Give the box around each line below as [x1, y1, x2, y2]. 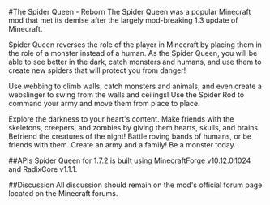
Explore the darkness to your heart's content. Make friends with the [8, 114, 234, 124]
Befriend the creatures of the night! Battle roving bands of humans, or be [8, 131, 252, 141]
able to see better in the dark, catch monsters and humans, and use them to [8, 57, 262, 66]
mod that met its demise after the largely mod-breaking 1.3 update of [8, 15, 238, 25]
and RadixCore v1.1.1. [8, 164, 78, 173]
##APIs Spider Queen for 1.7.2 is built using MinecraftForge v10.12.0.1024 [8, 156, 251, 165]
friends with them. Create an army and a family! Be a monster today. [8, 140, 237, 149]
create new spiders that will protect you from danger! [8, 66, 186, 75]
